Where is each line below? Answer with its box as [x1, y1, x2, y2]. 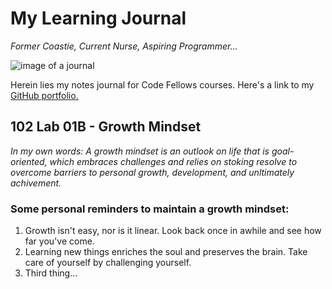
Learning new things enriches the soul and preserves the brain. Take [24, 246, 308, 258]
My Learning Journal [10, 7, 187, 30]
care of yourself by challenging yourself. [24, 257, 192, 269]
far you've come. [24, 235, 95, 247]
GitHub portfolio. [10, 89, 79, 101]
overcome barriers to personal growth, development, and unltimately [10, 166, 295, 178]
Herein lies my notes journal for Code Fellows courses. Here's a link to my [10, 78, 315, 91]
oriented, [10, 155, 48, 167]
